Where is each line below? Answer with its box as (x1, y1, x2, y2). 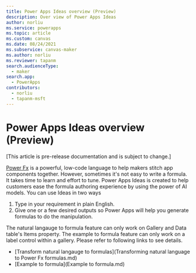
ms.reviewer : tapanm (6, 57, 57, 63)
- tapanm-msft (11, 95, 46, 101)
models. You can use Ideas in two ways (6, 189, 101, 196)
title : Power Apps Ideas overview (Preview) (6, 8, 116, 15)
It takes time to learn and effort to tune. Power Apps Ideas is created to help (6, 176, 189, 183)
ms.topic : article (6, 30, 51, 36)
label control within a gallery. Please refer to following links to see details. (6, 237, 183, 244)
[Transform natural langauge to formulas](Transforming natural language (14, 248, 190, 255)
